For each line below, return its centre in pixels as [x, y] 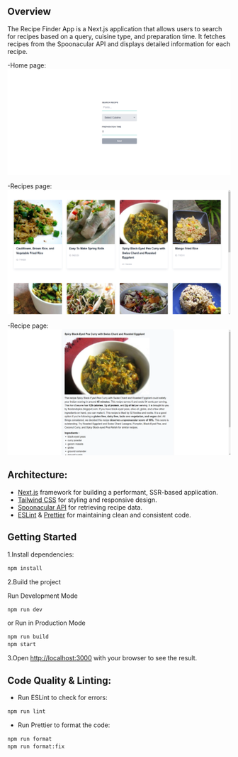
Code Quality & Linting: [59, 681]
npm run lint [27, 712]
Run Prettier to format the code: [64, 725]
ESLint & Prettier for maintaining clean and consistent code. [104, 515]
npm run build [28, 637]
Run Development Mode [42, 596]
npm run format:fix [36, 746]
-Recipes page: [30, 186]
